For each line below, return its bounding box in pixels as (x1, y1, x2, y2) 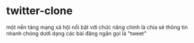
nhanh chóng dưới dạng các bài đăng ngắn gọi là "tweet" (6, 29, 147, 37)
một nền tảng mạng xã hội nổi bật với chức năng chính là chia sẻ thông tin (6, 24, 188, 31)
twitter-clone (6, 4, 73, 18)
